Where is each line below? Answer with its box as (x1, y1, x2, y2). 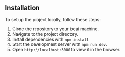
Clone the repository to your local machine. (12, 26, 99, 32)
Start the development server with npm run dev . (12, 41, 107, 47)
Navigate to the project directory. (12, 31, 79, 37)
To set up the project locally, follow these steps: (5, 16, 101, 22)
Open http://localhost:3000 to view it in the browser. (12, 46, 121, 52)
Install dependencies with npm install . (12, 36, 90, 42)
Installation (5, 4, 40, 12)
